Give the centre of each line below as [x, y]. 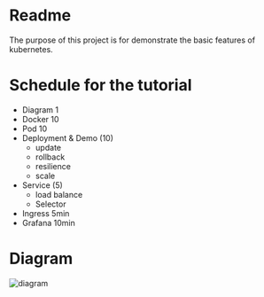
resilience [53, 166]
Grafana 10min [48, 223]
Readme [40, 16]
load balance [59, 194]
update [48, 147]
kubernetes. [31, 49]
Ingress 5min [46, 213]
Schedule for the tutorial [101, 86]
